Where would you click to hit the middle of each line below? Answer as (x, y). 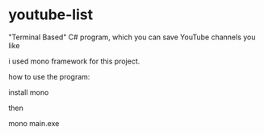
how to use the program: (49, 76)
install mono (29, 92)
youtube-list (51, 15)
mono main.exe (34, 123)
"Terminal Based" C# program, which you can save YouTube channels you (132, 37)
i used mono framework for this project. (74, 61)
